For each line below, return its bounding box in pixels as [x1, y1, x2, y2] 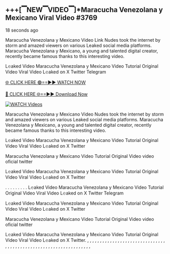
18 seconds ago [5, 27, 39, 33]
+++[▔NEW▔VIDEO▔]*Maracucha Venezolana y [5, 6, 163, 14]
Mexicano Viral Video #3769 [5, 14, 98, 22]
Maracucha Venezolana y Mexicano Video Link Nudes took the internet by [5, 37, 161, 43]
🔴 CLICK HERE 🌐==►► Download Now [5, 91, 88, 97]
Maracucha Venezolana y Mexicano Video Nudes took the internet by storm [5, 111, 164, 117]
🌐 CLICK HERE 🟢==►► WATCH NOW [5, 79, 86, 85]
